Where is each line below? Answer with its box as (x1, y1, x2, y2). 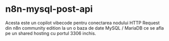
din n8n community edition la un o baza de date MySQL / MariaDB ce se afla (5, 25, 164, 31)
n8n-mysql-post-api (5, 3, 93, 15)
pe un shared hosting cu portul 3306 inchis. (5, 30, 96, 36)
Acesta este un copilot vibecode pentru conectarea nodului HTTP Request (5, 20, 160, 26)
